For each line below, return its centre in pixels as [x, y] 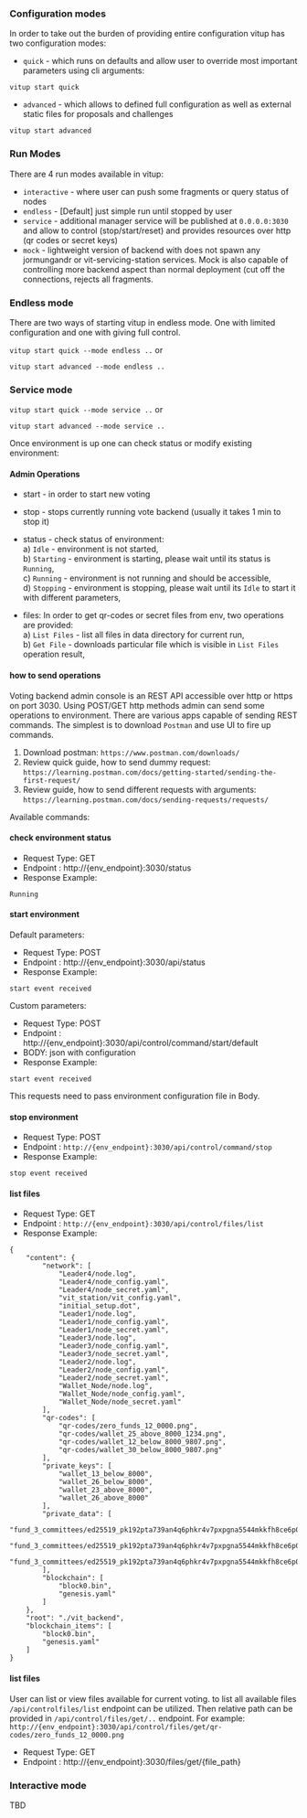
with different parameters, [72, 598]
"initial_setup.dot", [100, 1306]
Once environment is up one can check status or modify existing [131, 444]
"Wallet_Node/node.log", [106, 1386]
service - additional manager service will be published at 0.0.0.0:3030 [156, 220]
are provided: [48, 626]
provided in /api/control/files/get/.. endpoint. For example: [127, 1718]
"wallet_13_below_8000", [106, 1474]
